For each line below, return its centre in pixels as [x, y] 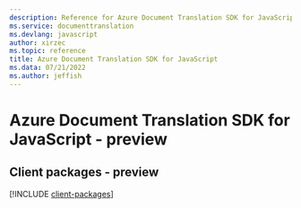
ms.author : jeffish [46, 76]
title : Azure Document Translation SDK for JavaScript [114, 59]
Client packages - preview [84, 173]
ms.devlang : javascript [54, 34]
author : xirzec [38, 43]
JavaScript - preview [89, 139]
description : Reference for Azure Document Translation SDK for [132, 17]
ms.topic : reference [48, 51]
